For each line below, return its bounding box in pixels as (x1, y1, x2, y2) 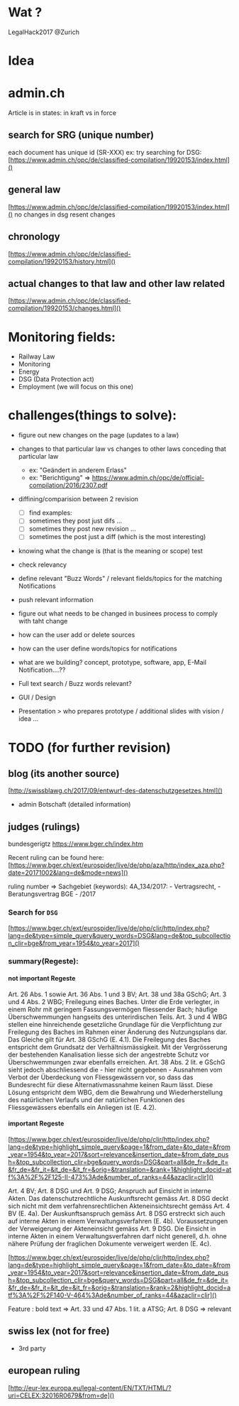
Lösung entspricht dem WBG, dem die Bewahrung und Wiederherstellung (8, 1088, 223, 1096)
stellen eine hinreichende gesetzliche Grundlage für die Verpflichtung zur (8, 1020, 223, 1028)
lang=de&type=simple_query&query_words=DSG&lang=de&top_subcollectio (8, 931, 231, 939)
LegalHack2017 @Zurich (8, 28, 80, 36)
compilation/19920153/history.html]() (8, 257, 116, 266)
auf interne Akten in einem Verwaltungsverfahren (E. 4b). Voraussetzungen (8, 1216, 228, 1225)
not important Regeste (8, 974, 76, 983)
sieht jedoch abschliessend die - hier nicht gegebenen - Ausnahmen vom (8, 1065, 223, 1074)
